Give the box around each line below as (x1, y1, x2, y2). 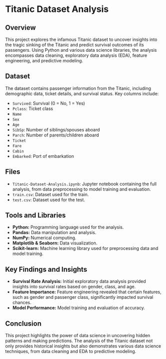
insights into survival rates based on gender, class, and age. (12, 284, 136, 290)
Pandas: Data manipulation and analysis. (12, 230, 96, 236)
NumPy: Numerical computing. (12, 235, 76, 241)
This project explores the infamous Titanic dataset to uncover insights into (5, 36, 158, 42)
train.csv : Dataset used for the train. (12, 191, 89, 197)
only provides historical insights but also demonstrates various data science (5, 343, 161, 349)
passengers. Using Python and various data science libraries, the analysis (5, 47, 157, 53)
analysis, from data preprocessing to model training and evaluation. (12, 186, 151, 192)
